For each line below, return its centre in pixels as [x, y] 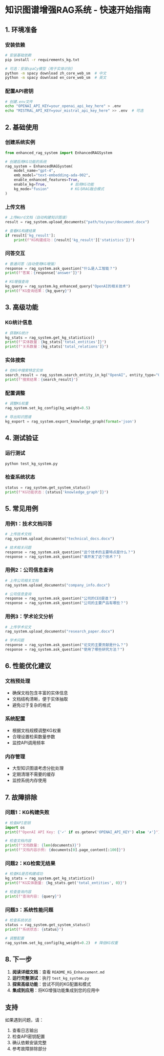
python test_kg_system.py [31, 464]
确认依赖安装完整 [29, 1043]
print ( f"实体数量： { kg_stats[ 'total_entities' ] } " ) [56, 342]
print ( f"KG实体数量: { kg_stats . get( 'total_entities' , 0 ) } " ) [66, 883]
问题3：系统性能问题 [29, 910]
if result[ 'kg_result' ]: [30, 235]
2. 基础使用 [22, 127]
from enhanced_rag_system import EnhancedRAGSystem [59, 153]
